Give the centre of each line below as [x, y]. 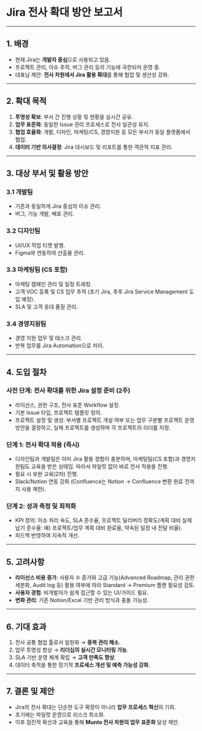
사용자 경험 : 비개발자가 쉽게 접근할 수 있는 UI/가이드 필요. [82, 593]
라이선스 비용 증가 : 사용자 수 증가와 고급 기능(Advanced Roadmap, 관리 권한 [105, 578]
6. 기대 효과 [26, 626]
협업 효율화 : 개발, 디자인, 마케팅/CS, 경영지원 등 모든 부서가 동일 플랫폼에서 [103, 132]
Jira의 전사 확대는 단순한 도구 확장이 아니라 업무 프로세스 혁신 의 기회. [95, 707]
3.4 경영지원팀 [26, 324]
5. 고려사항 [26, 562]
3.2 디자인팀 [23, 231]
